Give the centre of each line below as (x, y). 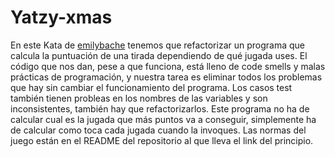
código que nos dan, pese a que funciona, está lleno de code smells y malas (168, 66)
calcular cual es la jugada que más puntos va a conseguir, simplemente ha (163, 119)
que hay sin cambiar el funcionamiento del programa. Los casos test (151, 87)
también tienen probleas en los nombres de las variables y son (139, 98)
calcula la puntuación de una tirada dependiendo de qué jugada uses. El (159, 55)
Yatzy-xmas (61, 17)
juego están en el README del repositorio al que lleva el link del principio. (162, 140)
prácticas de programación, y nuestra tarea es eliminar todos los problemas (166, 77)
